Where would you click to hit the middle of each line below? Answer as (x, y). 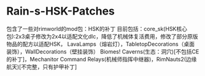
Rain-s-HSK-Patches (61, 11)
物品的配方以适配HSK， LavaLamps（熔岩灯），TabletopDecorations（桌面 (101, 44)
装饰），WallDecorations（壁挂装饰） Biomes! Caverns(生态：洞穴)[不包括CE (103, 51)
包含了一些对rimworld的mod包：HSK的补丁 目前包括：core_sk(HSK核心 (97, 29)
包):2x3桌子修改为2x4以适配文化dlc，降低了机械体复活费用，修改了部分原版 (102, 36)
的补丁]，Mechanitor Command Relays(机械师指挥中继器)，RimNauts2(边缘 (102, 59)
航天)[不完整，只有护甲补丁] (42, 67)
